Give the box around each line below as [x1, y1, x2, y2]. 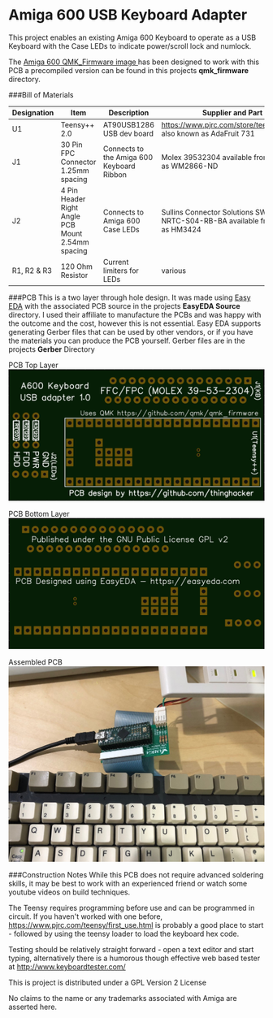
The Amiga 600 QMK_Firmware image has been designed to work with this [8, 57, 260, 67]
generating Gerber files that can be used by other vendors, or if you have [8, 327, 253, 336]
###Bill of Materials [8, 89, 74, 99]
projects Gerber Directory [8, 344, 95, 354]
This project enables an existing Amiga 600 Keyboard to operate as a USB [8, 32, 257, 42]
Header [60, 194, 86, 204]
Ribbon [102, 170, 128, 180]
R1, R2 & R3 [11, 266, 53, 275]
